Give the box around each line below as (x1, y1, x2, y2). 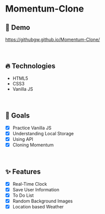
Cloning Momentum (12, 142, 54, 148)
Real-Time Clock (12, 181, 47, 187)
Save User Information (12, 186, 60, 192)
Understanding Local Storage (12, 130, 74, 136)
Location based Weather (12, 203, 64, 209)
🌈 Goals (5, 112, 30, 120)
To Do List (12, 192, 34, 198)
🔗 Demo (5, 23, 30, 32)
